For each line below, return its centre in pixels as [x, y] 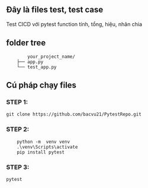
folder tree [26, 43]
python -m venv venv [43, 142]
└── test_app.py [37, 67]
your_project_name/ [52, 57]
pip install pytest [41, 152]
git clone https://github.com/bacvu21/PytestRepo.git [74, 115]
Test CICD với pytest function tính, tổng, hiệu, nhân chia [74, 24]
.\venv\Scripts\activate [47, 147]
